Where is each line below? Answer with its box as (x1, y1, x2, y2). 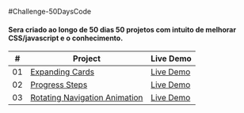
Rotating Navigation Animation (30, 92, 143, 104)
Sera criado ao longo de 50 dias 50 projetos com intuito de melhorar (8, 24, 236, 34)
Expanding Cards (30, 66, 95, 77)
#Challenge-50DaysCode (8, 7, 92, 16)
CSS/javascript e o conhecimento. (8, 33, 124, 43)
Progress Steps (30, 79, 88, 90)
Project (72, 53, 101, 64)
